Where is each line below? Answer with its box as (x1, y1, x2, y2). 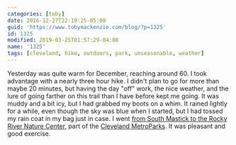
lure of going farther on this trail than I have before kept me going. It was (7, 91, 220, 100)
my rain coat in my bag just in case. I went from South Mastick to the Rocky (7, 114, 227, 122)
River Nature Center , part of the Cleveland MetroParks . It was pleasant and (7, 122, 225, 130)
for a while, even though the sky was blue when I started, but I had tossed (7, 107, 223, 115)
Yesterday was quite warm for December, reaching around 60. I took (7, 69, 208, 78)
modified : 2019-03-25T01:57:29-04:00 (7, 37, 119, 44)
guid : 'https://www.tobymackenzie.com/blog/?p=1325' (7, 23, 167, 30)
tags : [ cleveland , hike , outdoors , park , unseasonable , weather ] (7, 50, 205, 57)
